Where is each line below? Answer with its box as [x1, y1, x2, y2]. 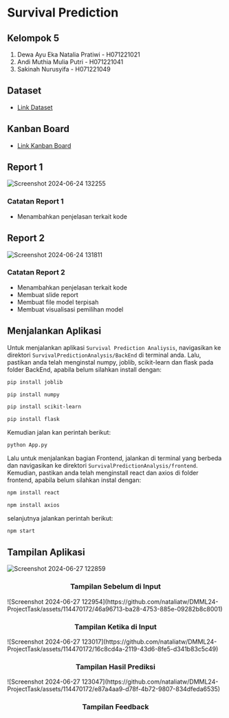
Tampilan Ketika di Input [74, 622, 157, 631]
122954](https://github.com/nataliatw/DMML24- [81, 597, 219, 606]
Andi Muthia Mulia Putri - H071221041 [17, 58, 124, 66]
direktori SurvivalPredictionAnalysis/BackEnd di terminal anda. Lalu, [7, 351, 201, 359]
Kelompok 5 [7, 32, 60, 44]
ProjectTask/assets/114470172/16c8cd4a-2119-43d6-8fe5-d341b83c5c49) [7, 645, 219, 653]
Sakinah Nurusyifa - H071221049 [17, 65, 111, 73]
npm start [7, 527, 36, 534]
